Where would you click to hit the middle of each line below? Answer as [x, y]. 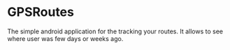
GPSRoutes [41, 12]
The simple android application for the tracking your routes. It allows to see [115, 31]
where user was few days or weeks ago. [65, 38]
